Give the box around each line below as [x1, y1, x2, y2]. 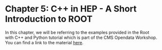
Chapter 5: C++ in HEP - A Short [5, 3, 137, 14]
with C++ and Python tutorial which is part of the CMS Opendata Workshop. [5, 35, 157, 40]
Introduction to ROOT [5, 13, 93, 25]
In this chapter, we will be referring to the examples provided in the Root [5, 29, 149, 35]
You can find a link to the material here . [5, 39, 84, 45]
